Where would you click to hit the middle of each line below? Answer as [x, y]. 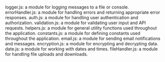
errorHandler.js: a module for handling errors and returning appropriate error [83, 12]
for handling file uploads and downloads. [47, 54]
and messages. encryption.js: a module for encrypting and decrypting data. [82, 44]
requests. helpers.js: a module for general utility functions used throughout [81, 28]
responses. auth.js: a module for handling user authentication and [72, 17]
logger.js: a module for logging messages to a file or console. [67, 7]
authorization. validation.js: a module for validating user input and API [76, 23]
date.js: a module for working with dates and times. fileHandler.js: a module [82, 49]
